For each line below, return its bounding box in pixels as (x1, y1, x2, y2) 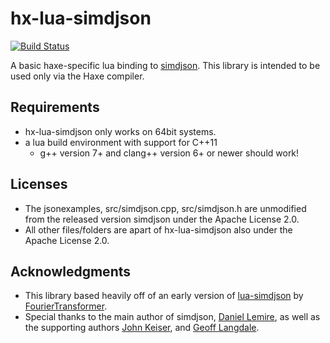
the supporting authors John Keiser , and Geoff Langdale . (24, 322, 260, 334)
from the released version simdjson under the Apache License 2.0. (24, 213, 300, 225)
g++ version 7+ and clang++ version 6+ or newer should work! (39, 147, 300, 159)
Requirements (10, 99, 100, 116)
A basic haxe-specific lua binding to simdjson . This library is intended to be (10, 59, 321, 71)
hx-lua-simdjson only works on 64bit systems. (24, 125, 217, 137)
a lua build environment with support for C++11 (24, 136, 218, 148)
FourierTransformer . (24, 300, 108, 312)
